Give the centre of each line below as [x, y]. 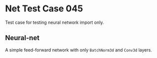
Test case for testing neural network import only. [55, 22]
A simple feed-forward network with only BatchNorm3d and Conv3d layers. [78, 50]
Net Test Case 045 [44, 9]
